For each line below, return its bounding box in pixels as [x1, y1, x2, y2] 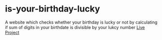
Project [5, 29, 19, 35]
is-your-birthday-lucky [5, 3, 100, 14]
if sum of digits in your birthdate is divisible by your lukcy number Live [5, 24, 145, 30]
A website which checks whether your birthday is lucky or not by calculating [5, 19, 158, 25]
